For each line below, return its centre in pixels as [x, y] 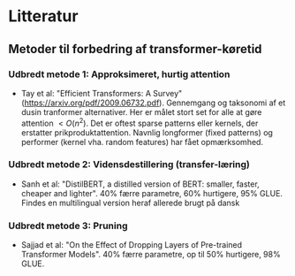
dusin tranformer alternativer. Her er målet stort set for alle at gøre [141, 111]
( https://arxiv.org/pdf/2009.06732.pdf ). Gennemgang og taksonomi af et [153, 103]
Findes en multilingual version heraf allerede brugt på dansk [130, 203]
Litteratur [43, 16]
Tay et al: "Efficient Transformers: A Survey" [102, 93]
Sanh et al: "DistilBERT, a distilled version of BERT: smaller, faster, [140, 184]
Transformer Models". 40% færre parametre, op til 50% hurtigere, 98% [151, 255]
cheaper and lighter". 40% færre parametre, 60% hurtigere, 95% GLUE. [152, 193]
